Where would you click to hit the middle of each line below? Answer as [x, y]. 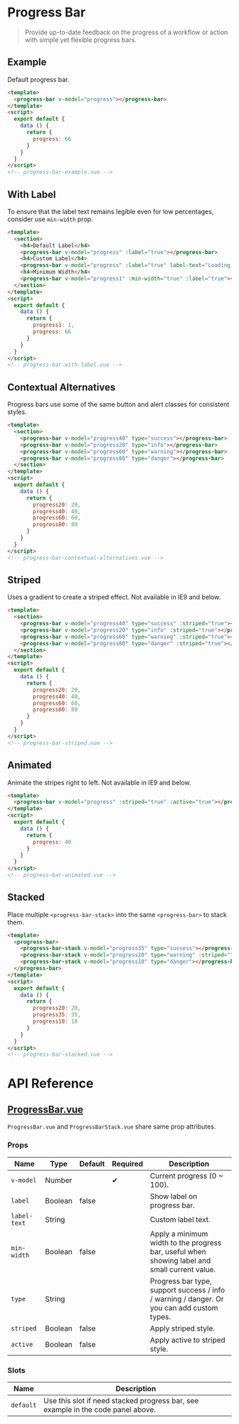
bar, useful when [178, 1251]
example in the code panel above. [100, 1409]
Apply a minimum [179, 1233]
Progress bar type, [181, 1281]
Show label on [174, 1196]
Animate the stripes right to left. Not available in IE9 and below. [99, 782]
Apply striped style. [182, 1328]
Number [59, 1180]
